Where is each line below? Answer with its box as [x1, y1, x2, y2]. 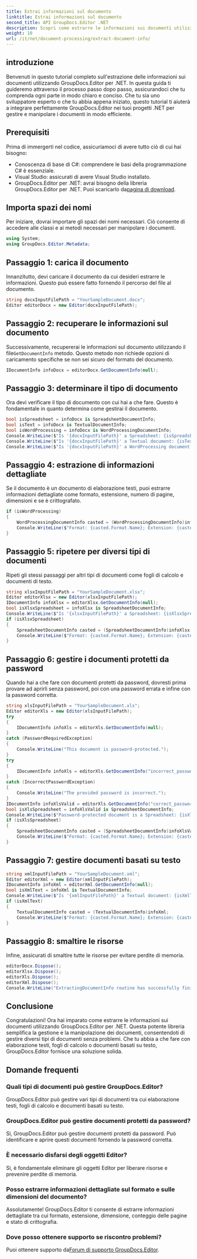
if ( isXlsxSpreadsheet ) [6, 616, 64, 622]
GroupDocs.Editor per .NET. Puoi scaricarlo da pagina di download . [14, 185, 176, 192]
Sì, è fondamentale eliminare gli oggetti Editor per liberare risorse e [6, 1164, 168, 1171]
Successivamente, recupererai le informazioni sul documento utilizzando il [6, 343, 186, 350]
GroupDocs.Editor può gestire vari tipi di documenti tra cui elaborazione [6, 1096, 180, 1103]
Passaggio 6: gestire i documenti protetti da [6, 654, 169, 664]
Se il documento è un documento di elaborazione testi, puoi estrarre [6, 485, 171, 492]
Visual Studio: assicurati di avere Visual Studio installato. [14, 173, 151, 180]
